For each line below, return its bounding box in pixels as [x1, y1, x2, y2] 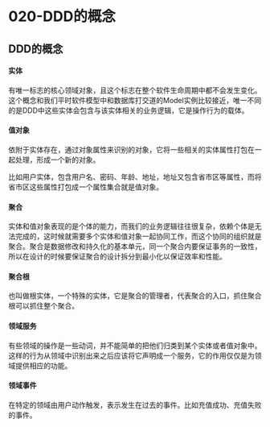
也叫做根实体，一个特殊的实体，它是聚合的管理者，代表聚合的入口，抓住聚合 [8, 291, 262, 301]
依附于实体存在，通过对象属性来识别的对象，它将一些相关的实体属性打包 [8, 144, 247, 154]
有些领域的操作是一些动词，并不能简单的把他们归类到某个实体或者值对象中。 [8, 340, 262, 350]
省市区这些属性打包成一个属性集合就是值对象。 [8, 182, 163, 192]
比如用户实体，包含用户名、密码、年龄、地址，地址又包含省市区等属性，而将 [8, 172, 262, 181]
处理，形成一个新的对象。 [14, 155, 100, 164]
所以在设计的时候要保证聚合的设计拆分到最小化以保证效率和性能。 [8, 251, 227, 262]
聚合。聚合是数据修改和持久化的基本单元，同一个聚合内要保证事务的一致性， [8, 242, 262, 251]
